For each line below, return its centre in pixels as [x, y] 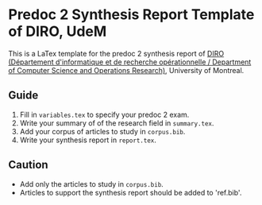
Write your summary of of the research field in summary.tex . [117, 123]
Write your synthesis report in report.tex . [88, 140]
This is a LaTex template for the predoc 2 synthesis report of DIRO [116, 53]
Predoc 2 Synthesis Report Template [131, 15]
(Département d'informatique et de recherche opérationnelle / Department [130, 62]
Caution [29, 165]
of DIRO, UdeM [58, 31]
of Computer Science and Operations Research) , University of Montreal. [126, 70]
